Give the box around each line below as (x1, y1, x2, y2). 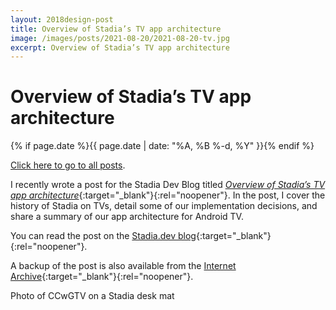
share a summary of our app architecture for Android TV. (10, 211, 244, 223)
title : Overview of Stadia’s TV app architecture (10, 24, 222, 34)
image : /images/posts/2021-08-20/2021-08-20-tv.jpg (10, 33, 230, 43)
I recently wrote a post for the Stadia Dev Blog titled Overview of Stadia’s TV (10, 179, 326, 191)
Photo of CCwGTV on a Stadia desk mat (10, 290, 175, 302)
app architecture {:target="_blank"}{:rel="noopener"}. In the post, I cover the (10, 189, 326, 201)
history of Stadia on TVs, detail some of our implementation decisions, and (10, 200, 318, 212)
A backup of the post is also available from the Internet (10, 260, 237, 272)
